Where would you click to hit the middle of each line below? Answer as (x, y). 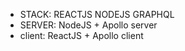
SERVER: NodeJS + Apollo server (88, 25)
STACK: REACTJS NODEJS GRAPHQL (97, 14)
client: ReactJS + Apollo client (81, 35)
